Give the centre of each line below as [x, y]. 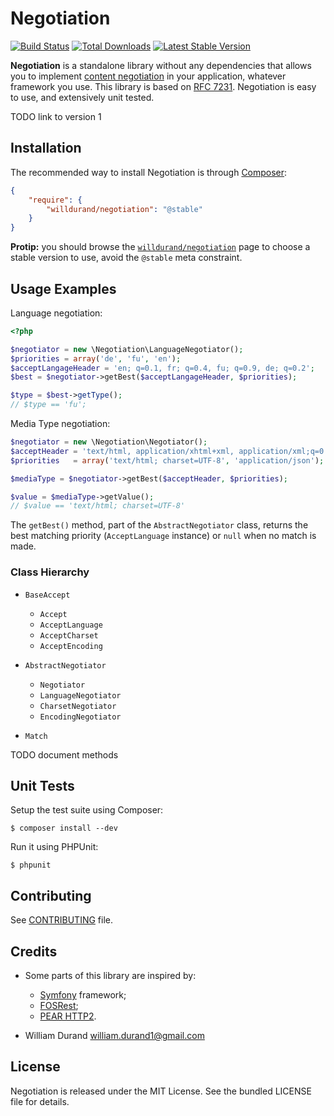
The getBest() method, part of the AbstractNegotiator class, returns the [159, 525]
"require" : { [55, 200]
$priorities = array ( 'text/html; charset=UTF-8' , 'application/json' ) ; [167, 460]
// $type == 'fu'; [48, 405]
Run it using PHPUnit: [54, 847]
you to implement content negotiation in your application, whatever [148, 76]
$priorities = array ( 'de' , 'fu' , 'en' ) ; [96, 358]
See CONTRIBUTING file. [62, 920]
